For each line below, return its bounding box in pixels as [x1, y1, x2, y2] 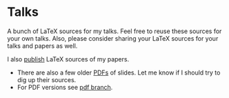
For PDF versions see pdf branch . [17, 83, 113, 91]
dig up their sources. [17, 75, 77, 84]
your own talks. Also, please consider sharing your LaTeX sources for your [7, 34, 219, 42]
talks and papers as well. [7, 41, 78, 50]
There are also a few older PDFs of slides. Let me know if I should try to [17, 68, 221, 77]
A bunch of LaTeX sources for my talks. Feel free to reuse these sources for [7, 27, 222, 35]
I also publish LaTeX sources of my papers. [7, 55, 130, 63]
